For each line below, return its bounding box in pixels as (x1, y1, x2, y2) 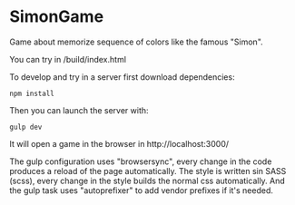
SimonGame (9, 6, 104, 27)
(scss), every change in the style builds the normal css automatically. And (9, 175, 286, 186)
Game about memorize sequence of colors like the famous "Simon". (9, 36, 263, 47)
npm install (9, 89, 54, 98)
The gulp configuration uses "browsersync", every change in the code (9, 156, 272, 167)
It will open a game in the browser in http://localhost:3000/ (9, 138, 230, 149)
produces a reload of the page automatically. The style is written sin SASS (9, 165, 287, 176)
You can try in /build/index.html (9, 54, 127, 64)
